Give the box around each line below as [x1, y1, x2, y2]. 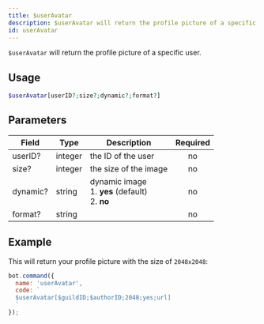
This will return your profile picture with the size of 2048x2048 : [8, 256, 208, 266]
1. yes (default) [89, 186, 148, 197]
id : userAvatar [8, 26, 58, 34]
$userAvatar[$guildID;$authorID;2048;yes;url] [15, 294, 172, 302]
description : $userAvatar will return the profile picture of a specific [8, 19, 257, 27]
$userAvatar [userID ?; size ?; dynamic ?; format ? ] [8, 92, 160, 100]
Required [175, 137, 211, 148]
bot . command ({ [8, 272, 55, 280]
